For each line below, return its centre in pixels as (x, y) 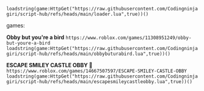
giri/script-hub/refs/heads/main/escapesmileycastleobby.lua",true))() (99, 82)
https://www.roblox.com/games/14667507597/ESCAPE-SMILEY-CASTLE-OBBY (97, 71)
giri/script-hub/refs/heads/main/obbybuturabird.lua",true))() (89, 54)
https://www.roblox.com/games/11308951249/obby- (129, 38)
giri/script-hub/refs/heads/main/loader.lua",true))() (78, 14)
